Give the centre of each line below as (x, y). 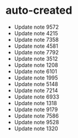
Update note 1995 (36, 78)
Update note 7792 (36, 52)
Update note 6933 (37, 97)
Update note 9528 (37, 122)
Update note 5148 (36, 84)
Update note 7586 (36, 116)
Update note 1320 (36, 128)
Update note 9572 (36, 27)
